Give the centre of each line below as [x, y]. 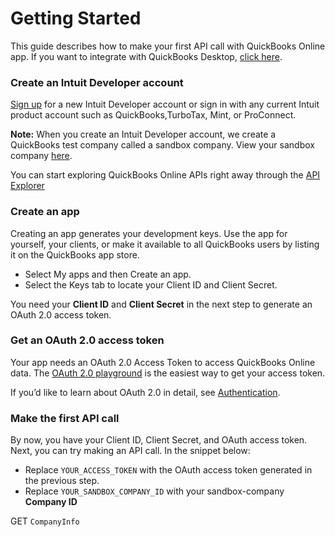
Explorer [27, 186]
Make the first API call [65, 418]
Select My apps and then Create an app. [108, 274]
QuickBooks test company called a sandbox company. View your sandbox [162, 145]
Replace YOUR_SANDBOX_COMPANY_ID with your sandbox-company [154, 491]
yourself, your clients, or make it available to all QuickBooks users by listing [165, 244]
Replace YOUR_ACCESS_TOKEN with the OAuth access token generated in [168, 470]
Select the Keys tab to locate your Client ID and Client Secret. [151, 284]
